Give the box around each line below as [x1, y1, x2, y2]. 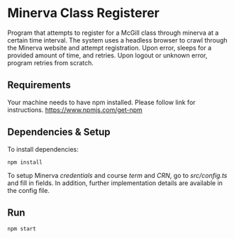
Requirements [7, 79, 71, 91]
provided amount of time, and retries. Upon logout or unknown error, [7, 51, 208, 60]
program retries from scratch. [7, 58, 94, 67]
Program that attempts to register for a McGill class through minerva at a [7, 28, 219, 37]
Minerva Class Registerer [7, 5, 160, 21]
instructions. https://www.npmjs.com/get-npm [7, 105, 143, 114]
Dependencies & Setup [7, 126, 111, 138]
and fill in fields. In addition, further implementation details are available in [7, 179, 223, 187]
